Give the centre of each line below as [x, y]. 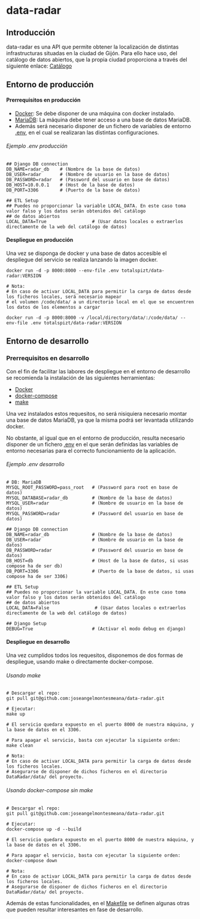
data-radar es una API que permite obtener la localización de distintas [93, 47]
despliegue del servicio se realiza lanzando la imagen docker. [82, 260]
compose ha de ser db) [34, 566]
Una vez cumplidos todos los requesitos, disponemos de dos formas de [95, 655]
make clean [20, 745]
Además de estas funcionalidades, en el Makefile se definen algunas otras [98, 903]
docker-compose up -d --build [44, 829]
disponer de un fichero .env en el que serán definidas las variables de [92, 444]
